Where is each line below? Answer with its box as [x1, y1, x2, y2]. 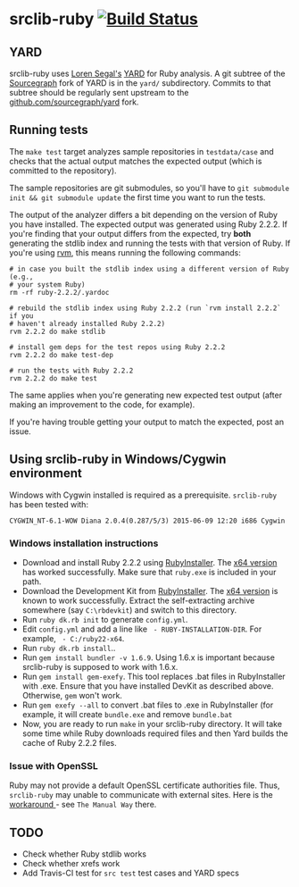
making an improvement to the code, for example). [9, 398, 195, 410]
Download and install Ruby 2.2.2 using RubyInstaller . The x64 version [21, 556, 278, 567]
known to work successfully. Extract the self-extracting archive [21, 595, 255, 606]
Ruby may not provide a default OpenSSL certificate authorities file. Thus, [9, 780, 280, 791]
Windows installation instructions [9, 537, 159, 549]
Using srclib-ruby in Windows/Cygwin [9, 452, 227, 467]
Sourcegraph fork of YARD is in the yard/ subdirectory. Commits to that [9, 78, 271, 88]
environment [9, 465, 82, 481]
